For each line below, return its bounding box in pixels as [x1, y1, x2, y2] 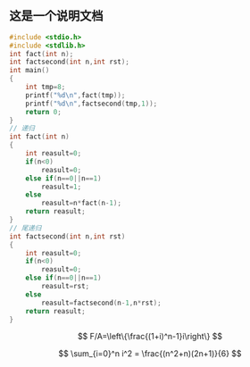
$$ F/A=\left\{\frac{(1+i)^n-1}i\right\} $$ [77, 331, 223, 342]
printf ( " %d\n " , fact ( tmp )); [25, 90, 126, 100]
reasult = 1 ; [41, 182, 82, 191]
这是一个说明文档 [9, 8, 104, 24]
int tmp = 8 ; [25, 83, 66, 92]
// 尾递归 [9, 223, 42, 232]
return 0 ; [25, 107, 62, 116]
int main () [9, 66, 50, 75]
